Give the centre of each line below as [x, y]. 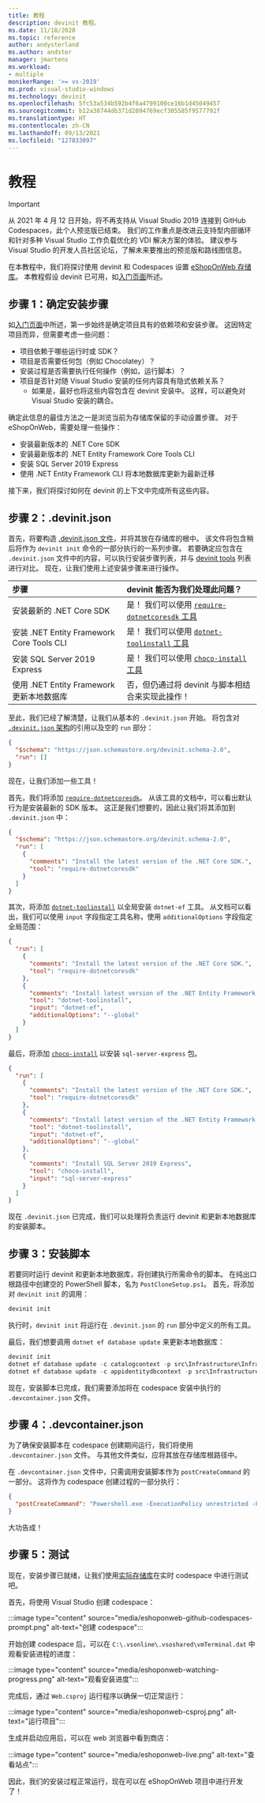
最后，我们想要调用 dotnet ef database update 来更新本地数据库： [116, 1342]
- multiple [26, 74]
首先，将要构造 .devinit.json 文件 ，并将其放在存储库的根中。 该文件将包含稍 [131, 539]
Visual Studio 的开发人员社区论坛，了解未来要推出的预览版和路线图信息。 [127, 250]
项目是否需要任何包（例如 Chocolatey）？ [88, 361]
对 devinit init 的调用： [49, 1294]
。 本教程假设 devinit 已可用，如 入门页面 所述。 [91, 277]
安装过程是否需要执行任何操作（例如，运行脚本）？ [103, 371]
